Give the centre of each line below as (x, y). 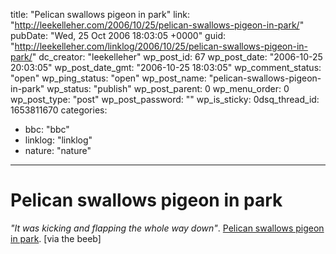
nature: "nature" (58, 150)
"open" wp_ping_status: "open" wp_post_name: (108, 78)
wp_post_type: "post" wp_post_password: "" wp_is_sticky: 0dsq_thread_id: (165, 99)
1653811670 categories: (59, 110)
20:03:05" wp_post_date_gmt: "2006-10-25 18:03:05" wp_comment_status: (166, 67)
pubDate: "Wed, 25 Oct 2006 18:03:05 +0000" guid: (118, 35)
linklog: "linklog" (58, 140)
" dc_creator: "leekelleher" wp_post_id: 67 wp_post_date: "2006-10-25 (177, 57)
